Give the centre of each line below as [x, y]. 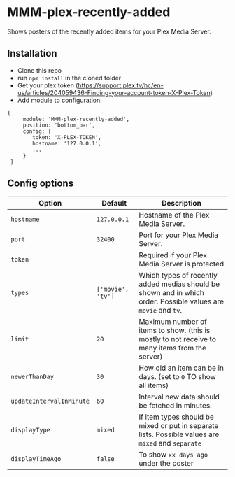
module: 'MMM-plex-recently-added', [76, 119]
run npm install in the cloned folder [69, 78]
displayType [31, 430]
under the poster [166, 463]
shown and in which [171, 292]
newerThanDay [33, 376]
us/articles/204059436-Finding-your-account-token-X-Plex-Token [114, 92]
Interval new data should [179, 397]
